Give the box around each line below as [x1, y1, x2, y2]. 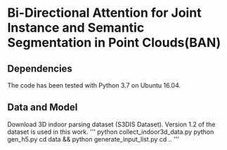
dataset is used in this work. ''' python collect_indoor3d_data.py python [7, 128, 214, 136]
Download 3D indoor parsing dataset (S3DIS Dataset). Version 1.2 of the [7, 120, 216, 128]
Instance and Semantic [7, 20, 145, 36]
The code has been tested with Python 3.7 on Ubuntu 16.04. [7, 81, 181, 89]
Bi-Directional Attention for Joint [7, 5, 202, 21]
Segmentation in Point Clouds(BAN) [7, 35, 221, 50]
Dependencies [7, 62, 72, 74]
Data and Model [7, 102, 78, 114]
